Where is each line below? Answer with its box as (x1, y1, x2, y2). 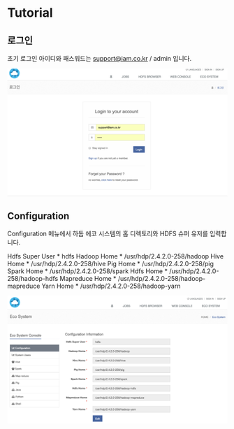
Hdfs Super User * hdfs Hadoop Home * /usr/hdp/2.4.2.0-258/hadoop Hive (7, 252, 224, 261)
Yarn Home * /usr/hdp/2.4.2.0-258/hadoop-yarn (41, 282, 181, 291)
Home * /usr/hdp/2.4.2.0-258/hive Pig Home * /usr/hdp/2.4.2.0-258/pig (7, 260, 214, 268)
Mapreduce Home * (59, 275, 117, 283)
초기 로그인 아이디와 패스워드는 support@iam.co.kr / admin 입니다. (7, 54, 192, 62)
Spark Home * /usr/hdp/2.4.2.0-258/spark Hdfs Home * (7, 267, 168, 275)
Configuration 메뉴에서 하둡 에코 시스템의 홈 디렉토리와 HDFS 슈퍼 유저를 (7, 229, 208, 238)
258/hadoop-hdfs (7, 275, 59, 283)
